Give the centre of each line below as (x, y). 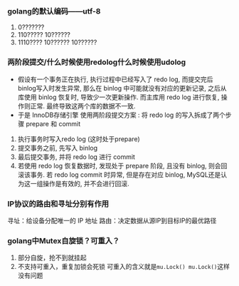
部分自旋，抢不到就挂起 (52, 257)
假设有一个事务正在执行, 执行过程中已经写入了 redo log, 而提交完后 (115, 79)
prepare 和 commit (53, 123)
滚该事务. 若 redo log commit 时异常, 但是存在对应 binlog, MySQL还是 (119, 174)
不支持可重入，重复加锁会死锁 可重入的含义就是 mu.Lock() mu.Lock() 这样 (123, 267)
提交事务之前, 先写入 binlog (58, 148)
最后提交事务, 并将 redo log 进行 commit (76, 157)
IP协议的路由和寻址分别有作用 (58, 203)
